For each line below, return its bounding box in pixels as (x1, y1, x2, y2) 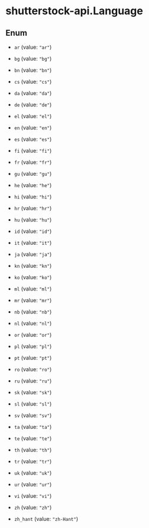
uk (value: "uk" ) (14, 469, 52, 476)
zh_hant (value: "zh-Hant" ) (14, 516, 78, 522)
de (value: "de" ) (14, 101, 52, 108)
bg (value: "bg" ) (14, 55, 52, 62)
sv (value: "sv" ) (14, 412, 52, 419)
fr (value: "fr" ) (14, 159, 52, 166)
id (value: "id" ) (14, 227, 52, 235)
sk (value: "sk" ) (14, 389, 52, 396)
